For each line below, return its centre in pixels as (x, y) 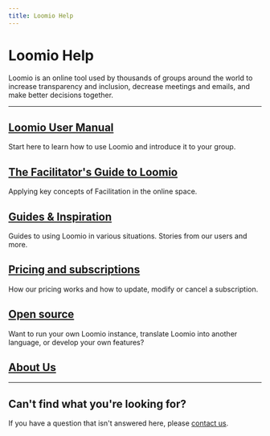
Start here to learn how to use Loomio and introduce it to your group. (122, 147)
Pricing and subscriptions (74, 270)
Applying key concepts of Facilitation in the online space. (103, 192)
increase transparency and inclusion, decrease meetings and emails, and (129, 86)
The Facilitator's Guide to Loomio (93, 172)
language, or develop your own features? (76, 342)
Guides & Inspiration (60, 216)
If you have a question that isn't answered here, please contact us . (119, 423)
